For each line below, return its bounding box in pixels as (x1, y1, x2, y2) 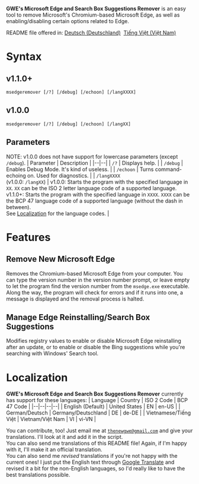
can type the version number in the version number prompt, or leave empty (6, 276, 190, 283)
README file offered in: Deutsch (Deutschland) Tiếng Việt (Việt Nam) (6, 29, 176, 36)
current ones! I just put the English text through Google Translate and (6, 458, 175, 466)
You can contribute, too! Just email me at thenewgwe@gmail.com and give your (6, 427, 193, 434)
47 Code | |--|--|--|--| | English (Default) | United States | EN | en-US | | (6, 403, 181, 410)
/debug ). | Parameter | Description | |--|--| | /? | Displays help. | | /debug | (6, 159, 184, 166)
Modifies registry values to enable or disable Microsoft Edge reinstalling (6, 337, 182, 344)
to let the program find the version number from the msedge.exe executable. (6, 282, 190, 290)
